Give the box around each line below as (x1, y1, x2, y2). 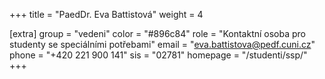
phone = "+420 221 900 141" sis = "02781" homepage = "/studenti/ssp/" (9, 49, 308, 61)
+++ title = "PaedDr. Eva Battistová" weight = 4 (9, 9, 204, 20)
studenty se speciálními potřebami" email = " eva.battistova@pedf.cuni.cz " (9, 39, 316, 50)
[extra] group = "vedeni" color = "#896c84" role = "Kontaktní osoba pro (9, 28, 306, 39)
